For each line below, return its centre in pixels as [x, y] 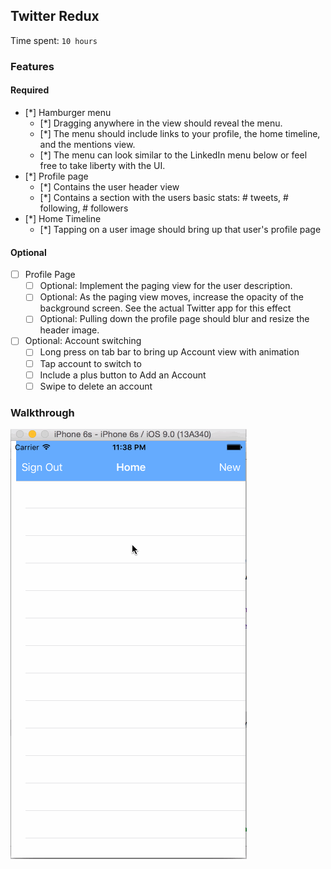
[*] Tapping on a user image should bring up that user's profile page [180, 229]
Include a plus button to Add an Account [123, 375]
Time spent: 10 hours [54, 40]
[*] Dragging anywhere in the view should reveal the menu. [161, 123]
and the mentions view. [87, 144]
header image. [69, 330]
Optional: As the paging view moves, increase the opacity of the [171, 297]
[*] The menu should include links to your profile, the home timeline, [180, 133]
